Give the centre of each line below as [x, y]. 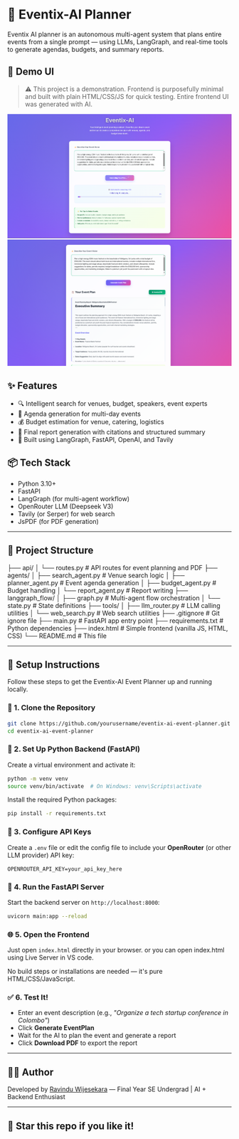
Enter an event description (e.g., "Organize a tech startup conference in [123, 1013]
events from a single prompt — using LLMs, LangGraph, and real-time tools [118, 41]
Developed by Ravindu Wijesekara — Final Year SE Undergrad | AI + [107, 1089]
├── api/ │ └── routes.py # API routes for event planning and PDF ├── [113, 567]
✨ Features [32, 386]
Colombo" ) [33, 1020]
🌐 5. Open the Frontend [48, 934]
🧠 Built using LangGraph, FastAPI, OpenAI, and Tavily [95, 439]
